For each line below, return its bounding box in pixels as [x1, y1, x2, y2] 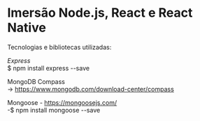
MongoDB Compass [7, 77, 65, 85]
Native [7, 20, 47, 36]
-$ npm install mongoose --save [7, 106, 101, 114]
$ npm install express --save [7, 64, 90, 72]
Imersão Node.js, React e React [7, 5, 193, 21]
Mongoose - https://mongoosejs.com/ [7, 98, 117, 106]
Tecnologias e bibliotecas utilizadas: [7, 43, 112, 51]
